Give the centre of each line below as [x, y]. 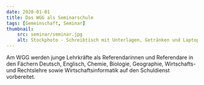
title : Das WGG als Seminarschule [50, 18]
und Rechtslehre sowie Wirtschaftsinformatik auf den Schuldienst [88, 70]
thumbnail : [20, 29]
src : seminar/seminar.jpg [50, 35]
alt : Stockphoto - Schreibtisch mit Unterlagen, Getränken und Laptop [108, 40]
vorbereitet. [21, 77]
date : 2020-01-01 [28, 12]
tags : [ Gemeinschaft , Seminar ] [46, 23]
